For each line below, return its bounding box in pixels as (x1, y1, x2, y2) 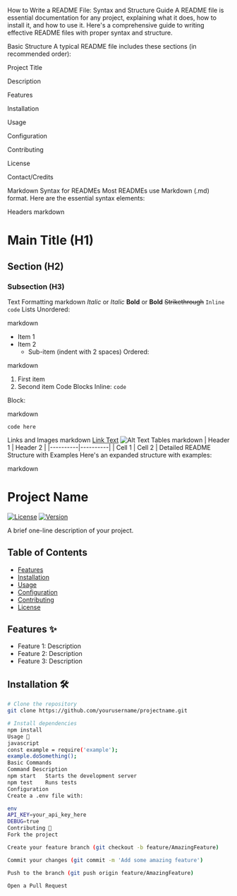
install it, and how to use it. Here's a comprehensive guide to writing (7, 21, 205, 29)
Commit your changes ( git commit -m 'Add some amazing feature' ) (7, 856, 203, 864)
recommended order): (7, 49, 72, 58)
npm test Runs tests (7, 779, 78, 786)
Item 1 (17, 332, 35, 341)
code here (7, 423, 37, 430)
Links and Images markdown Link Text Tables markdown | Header (7, 436, 230, 444)
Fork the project (7, 831, 59, 838)
